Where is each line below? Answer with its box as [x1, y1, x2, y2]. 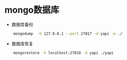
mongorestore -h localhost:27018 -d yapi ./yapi [13, 50, 114, 55]
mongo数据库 [4, 4, 59, 16]
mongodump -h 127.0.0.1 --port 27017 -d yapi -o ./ [13, 31, 123, 36]
